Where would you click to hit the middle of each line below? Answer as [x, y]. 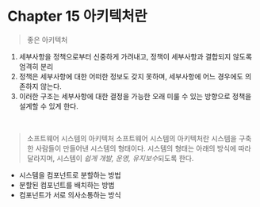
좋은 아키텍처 [47, 40]
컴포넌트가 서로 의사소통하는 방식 [70, 194]
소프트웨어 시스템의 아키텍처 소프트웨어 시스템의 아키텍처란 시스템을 [132, 138]
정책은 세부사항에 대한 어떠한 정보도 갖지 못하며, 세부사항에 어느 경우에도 [131, 76]
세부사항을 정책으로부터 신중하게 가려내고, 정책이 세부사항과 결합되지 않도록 [136, 56]
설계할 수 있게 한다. [48, 106]
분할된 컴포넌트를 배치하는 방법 [67, 185]
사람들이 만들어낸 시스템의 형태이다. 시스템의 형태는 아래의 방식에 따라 [143, 148]
